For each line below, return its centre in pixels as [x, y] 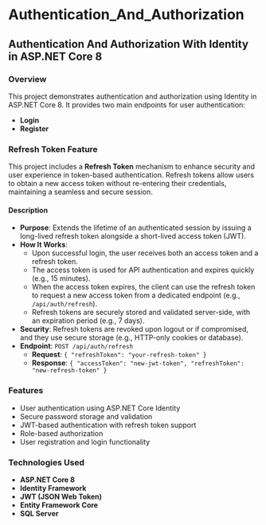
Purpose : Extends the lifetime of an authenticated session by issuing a [136, 227]
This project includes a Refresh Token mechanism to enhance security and [131, 167]
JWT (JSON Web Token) [61, 496]
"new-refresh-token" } [69, 371]
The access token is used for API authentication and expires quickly [143, 270]
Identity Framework [53, 488]
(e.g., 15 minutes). [61, 278]
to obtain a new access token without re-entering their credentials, [117, 184]
